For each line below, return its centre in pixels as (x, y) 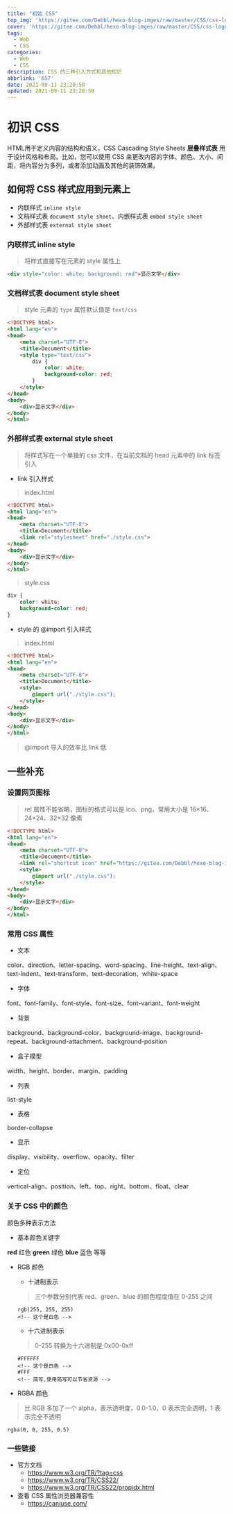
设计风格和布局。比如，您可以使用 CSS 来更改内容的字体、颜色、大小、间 (118, 157)
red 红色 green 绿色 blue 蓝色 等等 (57, 1252)
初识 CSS (34, 127)
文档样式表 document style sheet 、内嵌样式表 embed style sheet (110, 216)
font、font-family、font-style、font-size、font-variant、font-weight (104, 1003)
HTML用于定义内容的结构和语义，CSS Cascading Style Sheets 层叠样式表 (112, 148)
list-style (20, 1100)
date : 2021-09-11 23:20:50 (46, 85)
